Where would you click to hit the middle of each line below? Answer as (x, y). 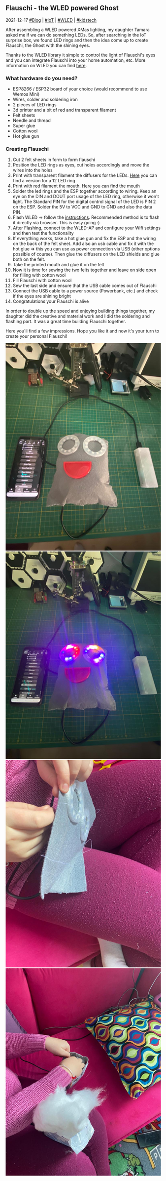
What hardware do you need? (42, 78)
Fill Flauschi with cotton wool (42, 281)
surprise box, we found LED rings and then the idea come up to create (77, 40)
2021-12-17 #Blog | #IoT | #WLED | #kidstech (51, 20)
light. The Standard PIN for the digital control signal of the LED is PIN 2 (84, 202)
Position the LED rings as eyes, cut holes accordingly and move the (81, 165)
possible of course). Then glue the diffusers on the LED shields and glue (86, 254)
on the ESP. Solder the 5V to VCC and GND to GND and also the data (83, 207)
